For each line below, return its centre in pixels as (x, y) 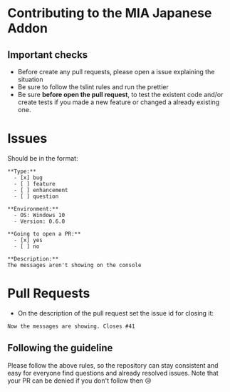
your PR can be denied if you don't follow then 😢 (79, 381)
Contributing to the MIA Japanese (110, 13)
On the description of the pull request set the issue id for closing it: (116, 313)
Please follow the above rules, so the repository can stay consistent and (113, 365)
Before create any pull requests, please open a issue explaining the (116, 72)
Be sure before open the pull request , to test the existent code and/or (120, 95)
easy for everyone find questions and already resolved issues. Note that (113, 373)
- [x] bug (28, 177)
